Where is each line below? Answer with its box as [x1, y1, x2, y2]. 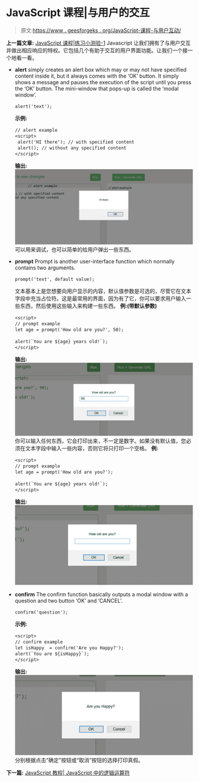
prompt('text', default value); [14, 276, 95, 282]
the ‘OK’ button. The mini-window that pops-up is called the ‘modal [14, 85, 179, 92]
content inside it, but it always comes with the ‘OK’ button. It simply [14, 72, 179, 80]
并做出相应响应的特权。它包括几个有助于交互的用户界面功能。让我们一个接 [6, 46, 188, 54]
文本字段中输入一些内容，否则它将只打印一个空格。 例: [25, 445, 159, 452]
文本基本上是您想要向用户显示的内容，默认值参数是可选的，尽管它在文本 [14, 288, 191, 295]
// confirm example [14, 639, 63, 645]
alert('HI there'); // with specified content [17, 139, 134, 145]
